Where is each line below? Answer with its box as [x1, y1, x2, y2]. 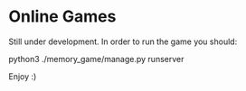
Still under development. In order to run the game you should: [8, 36, 238, 47]
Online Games [8, 6, 117, 27]
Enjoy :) [8, 70, 37, 82]
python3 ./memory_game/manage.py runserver [8, 53, 184, 64]
